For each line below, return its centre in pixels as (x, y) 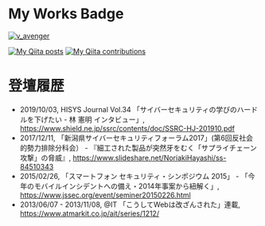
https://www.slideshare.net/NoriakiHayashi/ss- (150, 158)
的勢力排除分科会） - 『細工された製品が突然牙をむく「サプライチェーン (138, 147)
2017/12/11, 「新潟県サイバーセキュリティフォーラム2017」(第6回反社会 (136, 138)
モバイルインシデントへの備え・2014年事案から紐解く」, (127, 186)
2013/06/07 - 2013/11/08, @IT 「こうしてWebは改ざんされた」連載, (130, 205)
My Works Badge (66, 14)
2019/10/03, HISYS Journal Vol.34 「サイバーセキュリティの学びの (128, 109)
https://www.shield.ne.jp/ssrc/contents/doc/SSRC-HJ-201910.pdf (127, 128)
